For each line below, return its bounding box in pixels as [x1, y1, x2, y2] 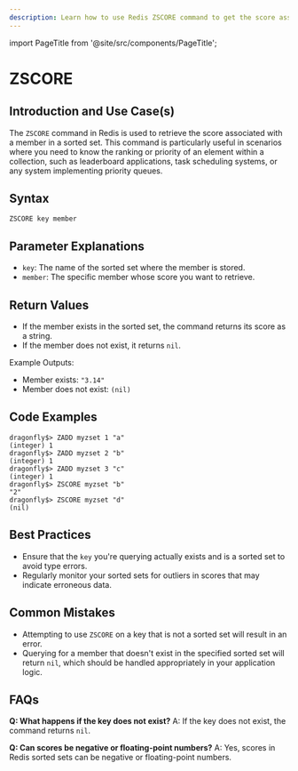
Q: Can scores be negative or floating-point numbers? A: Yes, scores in [9, 743, 276, 753]
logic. [21, 666, 43, 677]
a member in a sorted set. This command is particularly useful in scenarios [9, 137, 282, 148]
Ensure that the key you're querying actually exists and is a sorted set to [21, 550, 286, 561]
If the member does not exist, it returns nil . [21, 340, 182, 351]
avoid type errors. [21, 560, 88, 571]
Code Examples [9, 410, 98, 425]
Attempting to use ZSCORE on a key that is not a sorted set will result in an [21, 629, 287, 639]
